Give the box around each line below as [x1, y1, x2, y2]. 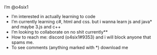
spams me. [11, 39, 34, 45]
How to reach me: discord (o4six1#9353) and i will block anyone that [11, 34, 151, 40]
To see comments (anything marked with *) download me [11, 45, 128, 50]
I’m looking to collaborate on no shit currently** [11, 29, 108, 35]
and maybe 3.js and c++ [11, 24, 61, 30]
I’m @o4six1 [4, 4, 29, 10]
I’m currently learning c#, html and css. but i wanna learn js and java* [11, 19, 153, 24]
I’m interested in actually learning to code [11, 14, 96, 19]
